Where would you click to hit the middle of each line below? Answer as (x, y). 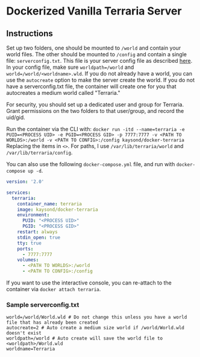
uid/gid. (16, 117)
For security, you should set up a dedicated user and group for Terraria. (95, 105)
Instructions (30, 34)
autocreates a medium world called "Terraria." (63, 93)
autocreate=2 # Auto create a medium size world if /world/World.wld (95, 328)
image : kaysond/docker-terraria (58, 210)
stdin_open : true (39, 237)
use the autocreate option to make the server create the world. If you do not (101, 80)
